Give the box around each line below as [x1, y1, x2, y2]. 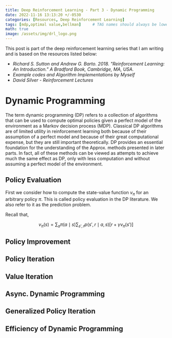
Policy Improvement [5, 237, 71, 246]
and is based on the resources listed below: [5, 51, 97, 57]
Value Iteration [5, 272, 53, 281]
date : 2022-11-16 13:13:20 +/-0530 [5, 12, 81, 17]
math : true [5, 27, 29, 32]
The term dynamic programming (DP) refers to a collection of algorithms [5, 112, 158, 118]
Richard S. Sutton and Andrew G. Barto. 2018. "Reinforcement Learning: [12, 61, 165, 67]
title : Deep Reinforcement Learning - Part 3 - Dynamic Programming [5, 7, 155, 13]
